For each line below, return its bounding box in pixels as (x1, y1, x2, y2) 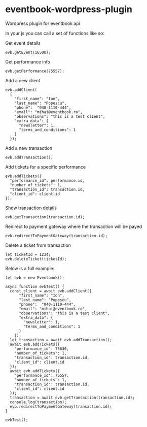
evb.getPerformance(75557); (5, 69, 65, 74)
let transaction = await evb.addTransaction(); (10, 337, 113, 342)
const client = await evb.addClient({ (10, 288, 92, 293)
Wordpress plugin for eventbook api (5, 20, 80, 26)
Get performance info (5, 58, 51, 64)
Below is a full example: (5, 265, 55, 271)
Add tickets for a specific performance (5, 163, 86, 170)
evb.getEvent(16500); (5, 50, 51, 55)
